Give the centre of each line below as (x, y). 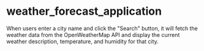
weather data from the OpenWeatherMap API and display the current (93, 34)
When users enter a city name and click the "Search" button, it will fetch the (102, 28)
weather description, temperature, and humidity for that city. (83, 41)
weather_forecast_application (84, 11)
